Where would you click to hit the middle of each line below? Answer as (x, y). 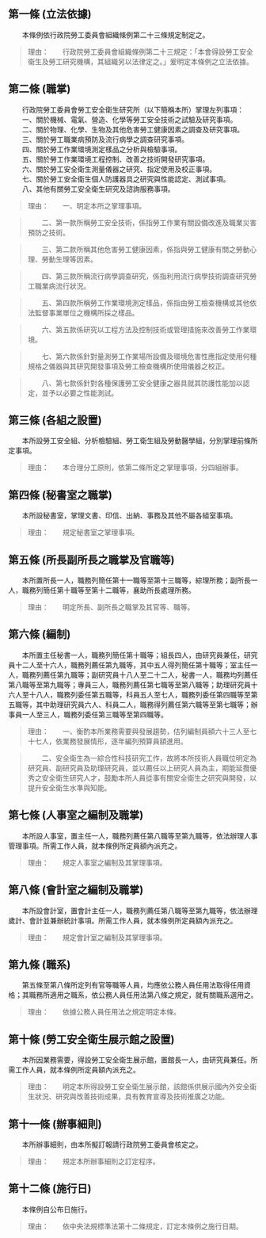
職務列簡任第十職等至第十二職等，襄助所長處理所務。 (108, 590)
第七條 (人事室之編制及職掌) (76, 815)
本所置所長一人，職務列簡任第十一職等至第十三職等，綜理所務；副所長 (136, 580)
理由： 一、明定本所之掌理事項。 (87, 205)
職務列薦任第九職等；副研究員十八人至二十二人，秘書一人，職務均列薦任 (140, 674)
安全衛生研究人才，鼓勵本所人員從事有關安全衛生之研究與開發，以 (149, 778)
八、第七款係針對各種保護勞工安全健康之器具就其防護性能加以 (142, 383)
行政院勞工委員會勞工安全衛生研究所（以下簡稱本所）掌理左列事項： (133, 109)
